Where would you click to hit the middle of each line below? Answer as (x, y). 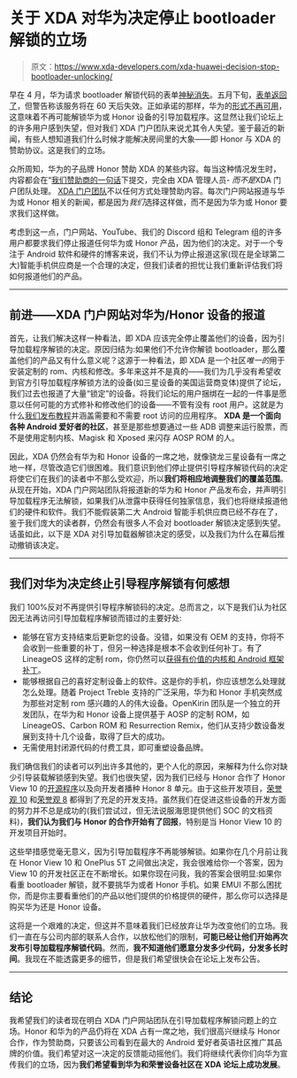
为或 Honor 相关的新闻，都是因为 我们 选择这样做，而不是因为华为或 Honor (144, 202)
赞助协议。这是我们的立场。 (60, 150)
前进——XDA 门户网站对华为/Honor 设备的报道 (137, 315)
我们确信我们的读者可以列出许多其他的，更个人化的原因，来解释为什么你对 (145, 766)
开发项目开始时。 (40, 832)
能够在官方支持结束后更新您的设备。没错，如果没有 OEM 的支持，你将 (149, 636)
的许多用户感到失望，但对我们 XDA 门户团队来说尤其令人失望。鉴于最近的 (143, 127)
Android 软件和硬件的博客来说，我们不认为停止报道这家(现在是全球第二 (156, 254)
